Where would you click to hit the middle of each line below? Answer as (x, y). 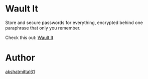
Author (20, 58)
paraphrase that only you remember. (43, 27)
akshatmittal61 (20, 71)
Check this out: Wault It (29, 37)
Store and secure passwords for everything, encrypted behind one (74, 22)
